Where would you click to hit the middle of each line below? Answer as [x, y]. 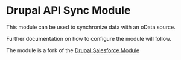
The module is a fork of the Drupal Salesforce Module [73, 50]
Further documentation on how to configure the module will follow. [89, 38]
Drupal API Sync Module [68, 10]
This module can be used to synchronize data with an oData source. [91, 27]
